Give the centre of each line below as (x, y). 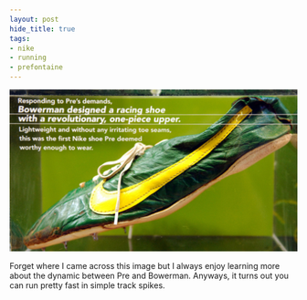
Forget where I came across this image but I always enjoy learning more (145, 265)
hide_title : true (42, 29)
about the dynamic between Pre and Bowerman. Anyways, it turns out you (149, 275)
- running (28, 58)
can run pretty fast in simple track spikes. (88, 285)
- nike (22, 48)
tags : (20, 38)
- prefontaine (37, 67)
